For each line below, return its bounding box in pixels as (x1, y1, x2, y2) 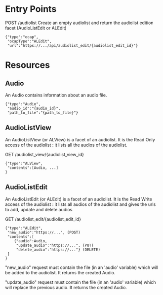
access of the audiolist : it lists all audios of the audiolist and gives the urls (5, 201, 156, 207)
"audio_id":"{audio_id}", (7, 106, 61, 111)
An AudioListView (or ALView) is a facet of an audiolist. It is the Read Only (5, 136, 156, 142)
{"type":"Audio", (5, 101, 41, 106)
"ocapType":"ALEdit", (7, 38, 52, 44)
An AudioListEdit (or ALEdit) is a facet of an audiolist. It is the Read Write (5, 196, 152, 202)
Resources (5, 60, 50, 71)
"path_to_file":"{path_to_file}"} (7, 110, 79, 115)
